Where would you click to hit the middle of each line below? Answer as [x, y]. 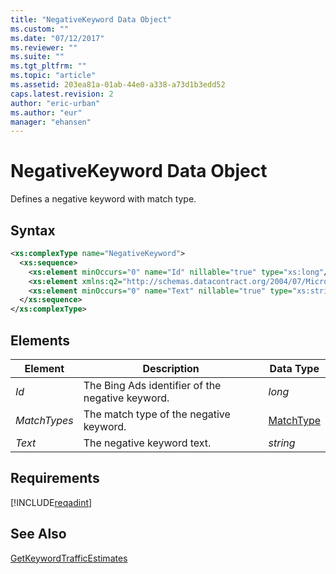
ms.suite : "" [37, 57]
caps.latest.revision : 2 [62, 94]
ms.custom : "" [40, 29]
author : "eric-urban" [55, 103]
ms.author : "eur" [46, 112]
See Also [38, 534]
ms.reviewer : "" [44, 47]
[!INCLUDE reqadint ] [51, 502]
